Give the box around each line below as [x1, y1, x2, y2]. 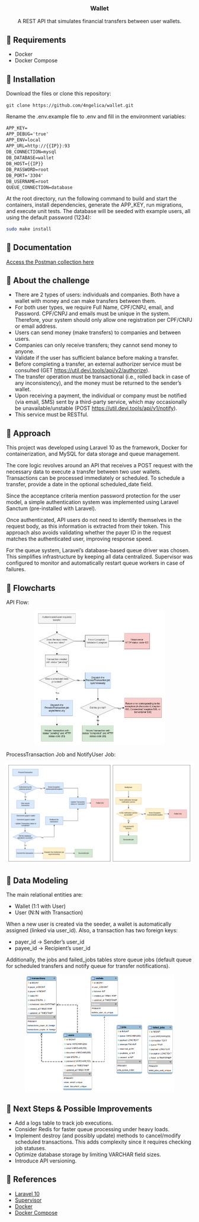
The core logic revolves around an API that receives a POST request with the [6, 462, 194, 469]
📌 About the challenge [6, 276, 90, 286]
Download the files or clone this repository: [6, 90, 111, 97]
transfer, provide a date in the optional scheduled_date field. [6, 481, 153, 488]
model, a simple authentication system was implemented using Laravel [6, 499, 179, 506]
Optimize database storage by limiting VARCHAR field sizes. [14, 1151, 161, 1158]
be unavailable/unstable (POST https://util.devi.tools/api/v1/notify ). [14, 405, 178, 412]
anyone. [14, 348, 35, 355]
